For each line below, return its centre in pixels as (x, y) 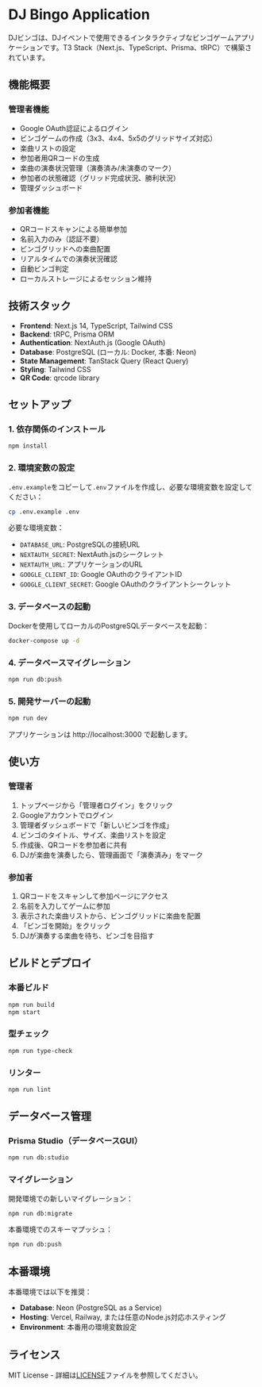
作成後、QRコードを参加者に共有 (73, 845)
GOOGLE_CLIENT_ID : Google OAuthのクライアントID (101, 574)
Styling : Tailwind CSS (55, 369)
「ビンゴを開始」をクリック (65, 925)
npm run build (32, 1005)
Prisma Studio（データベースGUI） (75, 1141)
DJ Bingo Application (79, 15)
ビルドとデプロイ (50, 963)
